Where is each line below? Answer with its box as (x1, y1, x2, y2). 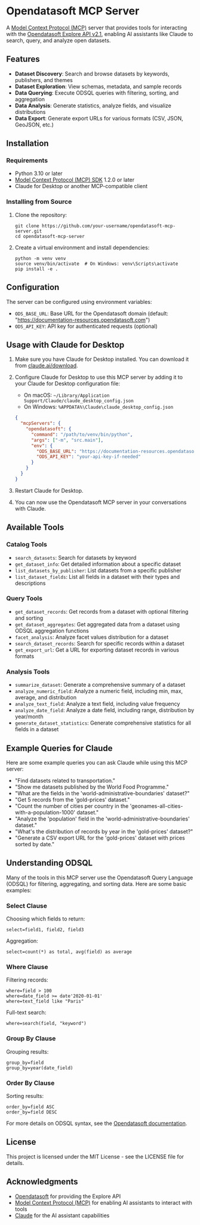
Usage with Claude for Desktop (6, 340, 125, 350)
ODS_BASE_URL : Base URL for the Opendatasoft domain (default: (14, 310, 169, 317)
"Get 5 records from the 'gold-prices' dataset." (14, 796, 130, 803)
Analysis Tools (6, 667, 50, 675)
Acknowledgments (6, 1176, 79, 1187)
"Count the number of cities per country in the (14, 802, 129, 810)
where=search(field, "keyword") (6, 1021, 87, 1027)
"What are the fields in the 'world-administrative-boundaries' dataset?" (14, 789, 190, 796)
